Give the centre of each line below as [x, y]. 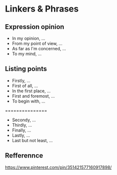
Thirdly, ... [22, 125]
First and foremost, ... [33, 96]
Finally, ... [22, 130]
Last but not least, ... [32, 140]
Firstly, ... [21, 80]
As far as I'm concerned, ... [39, 49]
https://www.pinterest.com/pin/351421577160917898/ [58, 167]
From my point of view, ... [37, 44]
